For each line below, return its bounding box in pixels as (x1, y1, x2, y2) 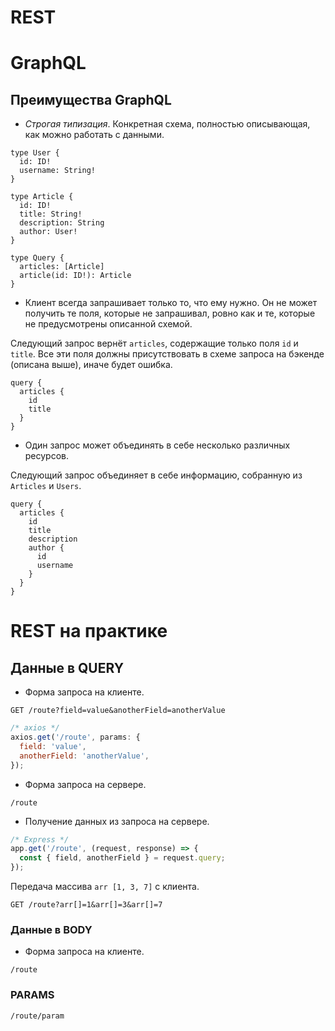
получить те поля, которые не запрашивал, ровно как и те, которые (24, 307, 316, 320)
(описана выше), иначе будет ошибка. (10, 359, 173, 371)
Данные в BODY (10, 922, 93, 936)
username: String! (19, 166, 97, 176)
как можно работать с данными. (24, 129, 165, 141)
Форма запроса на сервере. (24, 778, 147, 790)
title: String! (19, 209, 83, 220)
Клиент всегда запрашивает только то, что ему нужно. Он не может (24, 297, 318, 309)
